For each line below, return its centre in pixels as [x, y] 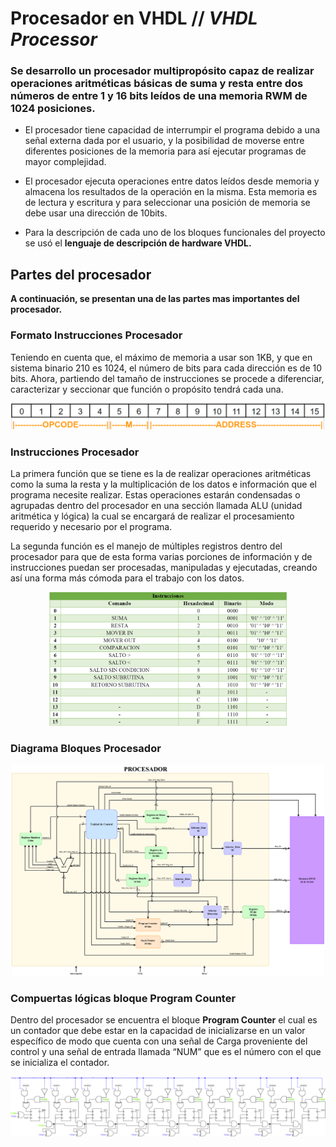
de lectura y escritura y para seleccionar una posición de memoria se [167, 203]
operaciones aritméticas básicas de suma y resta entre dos [157, 84]
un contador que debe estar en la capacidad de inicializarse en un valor [158, 1030]
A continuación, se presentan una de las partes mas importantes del [155, 299]
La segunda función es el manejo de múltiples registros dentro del [146, 546]
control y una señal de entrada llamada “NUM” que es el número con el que [166, 1051]
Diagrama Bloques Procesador [86, 748]
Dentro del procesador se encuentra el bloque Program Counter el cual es [164, 1019]
